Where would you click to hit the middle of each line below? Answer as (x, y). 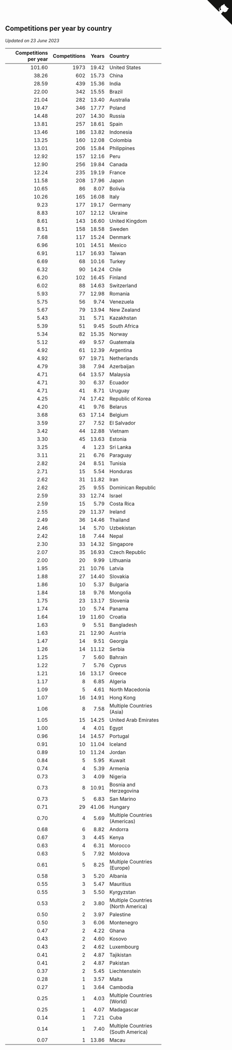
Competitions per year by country (58, 29)
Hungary (119, 807)
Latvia (116, 568)
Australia (120, 99)
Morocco (120, 845)
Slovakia (119, 576)
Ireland (117, 512)
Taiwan (118, 253)
